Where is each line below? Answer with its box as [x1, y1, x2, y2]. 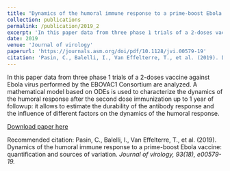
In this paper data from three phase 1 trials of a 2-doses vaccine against [7, 73, 210, 81]
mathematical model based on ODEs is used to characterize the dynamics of [7, 87, 223, 95]
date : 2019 [7, 35, 38, 42]
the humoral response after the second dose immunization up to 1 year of [7, 95, 214, 103]
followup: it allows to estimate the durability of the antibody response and [7, 102, 214, 110]
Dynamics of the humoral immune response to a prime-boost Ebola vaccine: [7, 142, 222, 151]
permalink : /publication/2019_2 [7, 22, 99, 29]
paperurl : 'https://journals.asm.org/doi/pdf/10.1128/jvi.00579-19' [7, 48, 207, 55]
